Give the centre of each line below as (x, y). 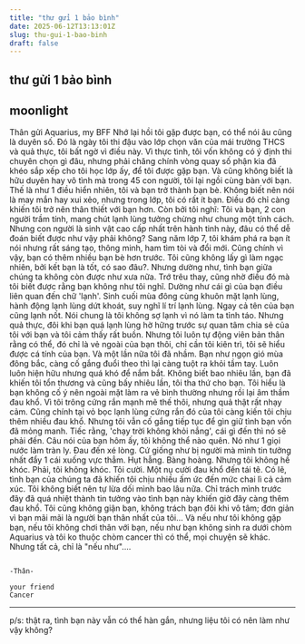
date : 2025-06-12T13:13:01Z (63, 26)
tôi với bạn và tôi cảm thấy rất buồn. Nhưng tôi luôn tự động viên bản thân (147, 335)
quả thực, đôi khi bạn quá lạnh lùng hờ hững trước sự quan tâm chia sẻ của (149, 325)
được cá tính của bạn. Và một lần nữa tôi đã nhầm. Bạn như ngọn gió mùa (147, 354)
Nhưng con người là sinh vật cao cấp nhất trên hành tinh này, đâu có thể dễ (150, 229)
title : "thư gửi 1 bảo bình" (64, 18)
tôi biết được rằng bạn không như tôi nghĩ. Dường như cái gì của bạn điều (146, 287)
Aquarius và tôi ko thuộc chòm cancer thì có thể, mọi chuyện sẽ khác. (140, 537)
